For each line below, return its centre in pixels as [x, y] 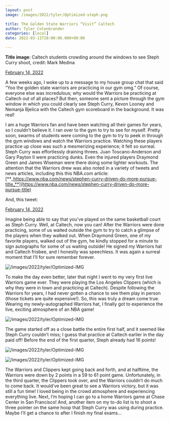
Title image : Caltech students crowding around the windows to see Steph [82, 57]
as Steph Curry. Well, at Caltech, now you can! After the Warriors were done [85, 225]
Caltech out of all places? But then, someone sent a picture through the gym [85, 98]
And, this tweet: [22, 200]
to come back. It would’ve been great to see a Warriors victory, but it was [82, 386]
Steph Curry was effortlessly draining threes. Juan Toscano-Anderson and [83, 152]
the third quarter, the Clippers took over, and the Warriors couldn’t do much [84, 380]
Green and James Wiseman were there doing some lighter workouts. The [82, 163]
